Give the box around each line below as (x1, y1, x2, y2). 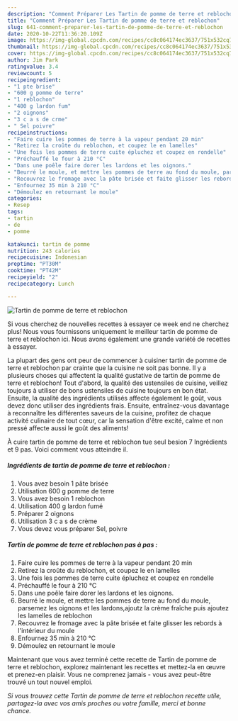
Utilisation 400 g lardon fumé (17, 501, 103, 510)
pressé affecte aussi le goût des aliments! (7, 423, 129, 432)
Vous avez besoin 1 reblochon (17, 494, 105, 503)
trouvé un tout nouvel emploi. (7, 678, 93, 686)
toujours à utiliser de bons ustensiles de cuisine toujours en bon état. (7, 386, 208, 394)
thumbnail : (7, 43, 40, 50)
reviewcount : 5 (7, 69, 52, 77)
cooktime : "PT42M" (7, 267, 62, 274)
